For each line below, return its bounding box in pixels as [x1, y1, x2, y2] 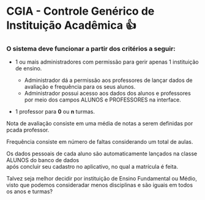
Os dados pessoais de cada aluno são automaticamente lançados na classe [6, 150, 198, 157]
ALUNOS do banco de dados [6, 157, 80, 164]
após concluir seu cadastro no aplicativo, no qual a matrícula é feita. [6, 163, 179, 171]
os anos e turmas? [6, 188, 53, 195]
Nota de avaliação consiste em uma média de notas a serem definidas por [6, 120, 193, 127]
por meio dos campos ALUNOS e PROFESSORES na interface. [24, 96, 182, 103]
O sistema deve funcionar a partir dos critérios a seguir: [6, 45, 176, 53]
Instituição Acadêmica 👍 [6, 18, 136, 32]
